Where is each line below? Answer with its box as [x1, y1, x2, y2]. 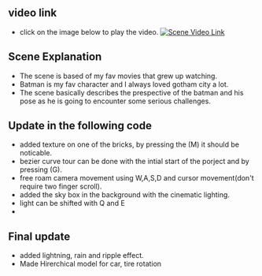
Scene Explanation [8, 50, 102, 64]
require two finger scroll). [19, 181, 102, 192]
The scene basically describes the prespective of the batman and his [19, 88, 244, 97]
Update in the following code [8, 119, 152, 132]
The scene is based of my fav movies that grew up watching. [19, 71, 218, 80]
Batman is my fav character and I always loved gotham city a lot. [19, 79, 229, 89]
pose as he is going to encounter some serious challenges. [19, 96, 211, 106]
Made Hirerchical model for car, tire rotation [19, 259, 162, 269]
